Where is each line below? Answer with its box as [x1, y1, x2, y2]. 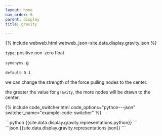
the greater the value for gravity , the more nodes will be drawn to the [5, 89, 151, 95]
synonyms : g [5, 59, 29, 66]
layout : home [5, 7, 33, 13]
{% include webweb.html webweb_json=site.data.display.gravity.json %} [5, 40, 157, 46]
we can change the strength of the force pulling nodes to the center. [5, 79, 148, 85]
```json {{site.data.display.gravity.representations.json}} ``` [5, 125, 126, 131]
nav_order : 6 [5, 12, 33, 17]
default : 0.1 [5, 70, 31, 76]
